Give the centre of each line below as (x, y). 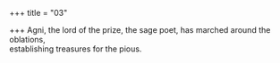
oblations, (28, 39)
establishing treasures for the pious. (76, 49)
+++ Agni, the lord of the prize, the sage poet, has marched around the (140, 30)
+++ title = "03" (38, 13)
